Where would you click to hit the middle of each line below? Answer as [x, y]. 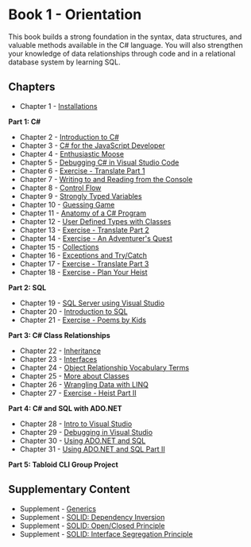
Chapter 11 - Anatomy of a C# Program [83, 213]
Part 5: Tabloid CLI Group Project [64, 464]
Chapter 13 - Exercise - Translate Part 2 [84, 230]
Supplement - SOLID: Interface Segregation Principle [106, 533]
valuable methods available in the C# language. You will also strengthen [126, 45]
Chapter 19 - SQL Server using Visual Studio [92, 303]
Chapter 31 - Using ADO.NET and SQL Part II [92, 449]
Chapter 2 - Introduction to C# [69, 137]
